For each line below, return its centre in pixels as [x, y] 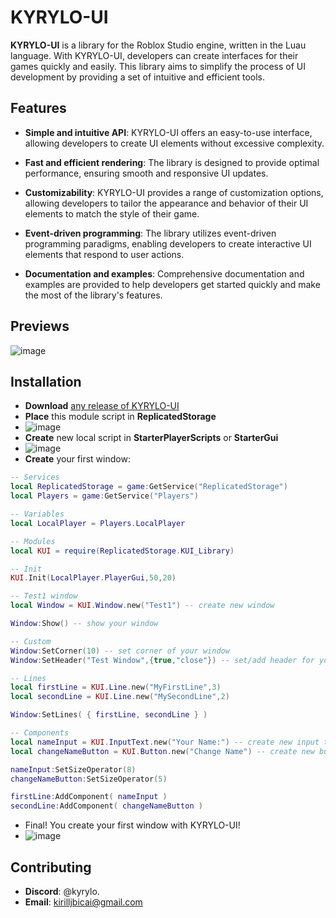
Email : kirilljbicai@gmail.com [83, 902]
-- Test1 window [44, 596]
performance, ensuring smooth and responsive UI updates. [146, 173]
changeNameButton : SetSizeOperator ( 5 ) [89, 779]
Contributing [51, 867]
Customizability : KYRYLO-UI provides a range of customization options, [174, 192]
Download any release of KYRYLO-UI [102, 406]
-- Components [40, 733]
